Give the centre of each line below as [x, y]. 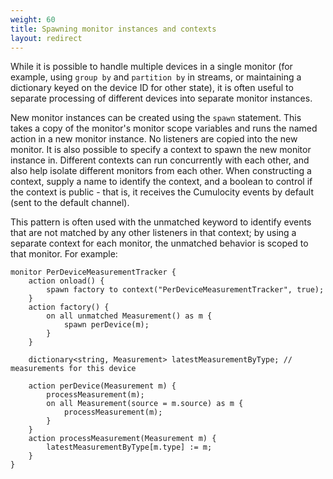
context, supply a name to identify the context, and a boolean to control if [161, 182]
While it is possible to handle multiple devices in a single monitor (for [151, 67]
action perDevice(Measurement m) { [102, 386]
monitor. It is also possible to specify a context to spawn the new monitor [161, 150]
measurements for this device [73, 369]
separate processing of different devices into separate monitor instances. [161, 98]
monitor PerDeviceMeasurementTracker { [93, 272]
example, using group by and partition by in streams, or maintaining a [156, 77]
